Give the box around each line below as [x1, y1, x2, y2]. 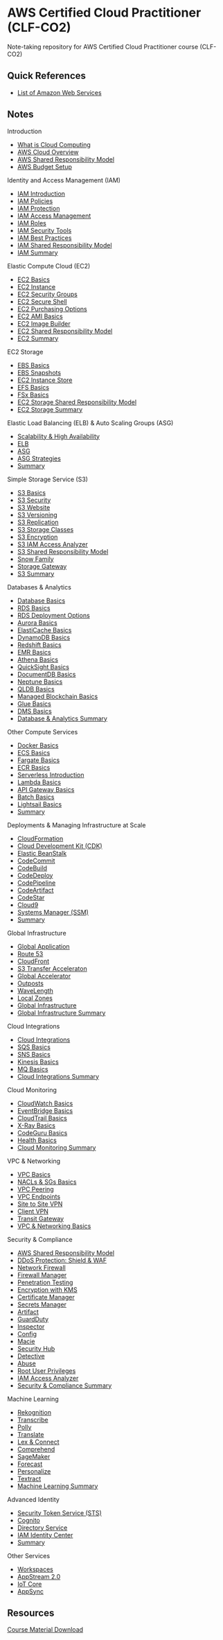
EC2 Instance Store [17, 376, 73, 384]
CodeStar [17, 893, 45, 901]
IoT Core [17, 1580, 42, 1588]
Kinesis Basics [17, 1058, 59, 1066]
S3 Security [17, 496, 51, 504]
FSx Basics [17, 390, 49, 399]
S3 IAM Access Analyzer [17, 540, 88, 549]
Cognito [17, 1516, 40, 1524]
